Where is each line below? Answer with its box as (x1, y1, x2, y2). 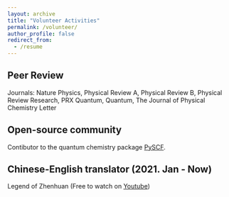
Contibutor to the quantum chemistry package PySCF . (7, 142, 166, 151)
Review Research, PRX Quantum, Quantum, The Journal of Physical (7, 96, 206, 104)
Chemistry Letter (7, 103, 57, 112)
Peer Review (7, 69, 64, 81)
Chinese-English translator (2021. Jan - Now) (7, 164, 212, 176)
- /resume (14, 43, 43, 50)
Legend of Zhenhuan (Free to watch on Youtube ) (7, 182, 151, 191)
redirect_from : (7, 37, 53, 44)
